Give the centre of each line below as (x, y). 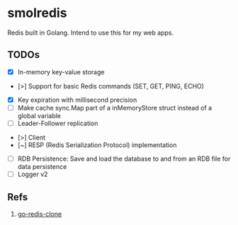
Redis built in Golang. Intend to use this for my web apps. (91, 33)
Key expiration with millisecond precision (77, 100)
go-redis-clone (40, 214)
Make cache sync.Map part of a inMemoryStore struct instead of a (115, 108)
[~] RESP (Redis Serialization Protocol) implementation (97, 145)
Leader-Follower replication (58, 123)
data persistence (42, 167)
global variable (39, 115)
